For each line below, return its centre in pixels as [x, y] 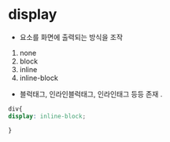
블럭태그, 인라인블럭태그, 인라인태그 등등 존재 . [91, 94]
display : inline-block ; [47, 116]
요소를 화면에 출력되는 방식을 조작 [71, 37]
